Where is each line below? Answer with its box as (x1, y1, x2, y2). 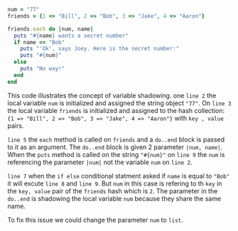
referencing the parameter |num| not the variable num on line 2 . (7, 158, 193, 166)
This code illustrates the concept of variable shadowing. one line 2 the (7, 91, 217, 100)
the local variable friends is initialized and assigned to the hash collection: (7, 106, 225, 114)
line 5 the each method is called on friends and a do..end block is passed (7, 135, 225, 144)
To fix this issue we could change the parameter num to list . (7, 215, 183, 224)
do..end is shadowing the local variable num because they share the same (7, 194, 222, 203)
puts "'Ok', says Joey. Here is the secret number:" (20, 45, 180, 53)
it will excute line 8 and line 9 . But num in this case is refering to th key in (7, 179, 222, 188)
